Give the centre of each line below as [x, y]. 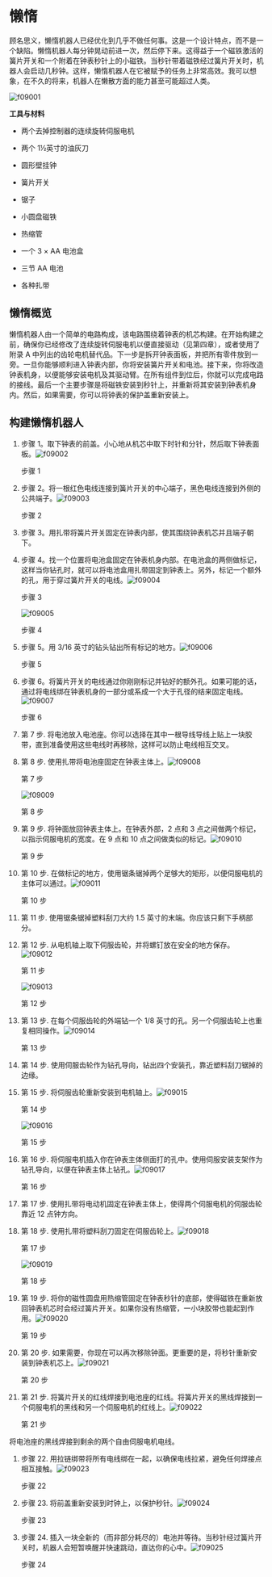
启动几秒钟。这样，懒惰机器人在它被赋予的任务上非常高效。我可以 [140, 70]
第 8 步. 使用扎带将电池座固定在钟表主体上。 [94, 761]
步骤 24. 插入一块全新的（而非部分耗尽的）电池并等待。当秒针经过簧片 [138, 1537]
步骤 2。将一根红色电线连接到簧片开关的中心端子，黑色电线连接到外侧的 [141, 488]
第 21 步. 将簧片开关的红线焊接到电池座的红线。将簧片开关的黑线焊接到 [138, 1397]
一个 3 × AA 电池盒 [52, 250]
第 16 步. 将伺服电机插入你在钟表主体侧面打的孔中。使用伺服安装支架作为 [142, 1159]
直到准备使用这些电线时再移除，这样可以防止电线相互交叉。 [134, 744]
